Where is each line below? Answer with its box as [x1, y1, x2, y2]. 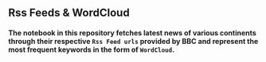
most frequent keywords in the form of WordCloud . [8, 45, 175, 54]
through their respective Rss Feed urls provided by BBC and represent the [8, 36, 259, 46]
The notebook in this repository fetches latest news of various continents [8, 27, 256, 38]
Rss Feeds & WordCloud [8, 6, 130, 20]
